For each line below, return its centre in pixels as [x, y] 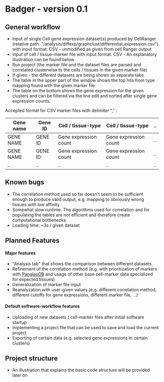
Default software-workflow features [42, 306]
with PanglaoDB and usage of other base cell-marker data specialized [82, 274]
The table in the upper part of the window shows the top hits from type [83, 80]
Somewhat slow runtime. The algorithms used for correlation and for [81, 210]
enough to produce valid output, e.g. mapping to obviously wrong [78, 199]
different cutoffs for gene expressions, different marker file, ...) [75, 295]
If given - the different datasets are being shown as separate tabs [78, 75]
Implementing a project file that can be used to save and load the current [85, 327]
